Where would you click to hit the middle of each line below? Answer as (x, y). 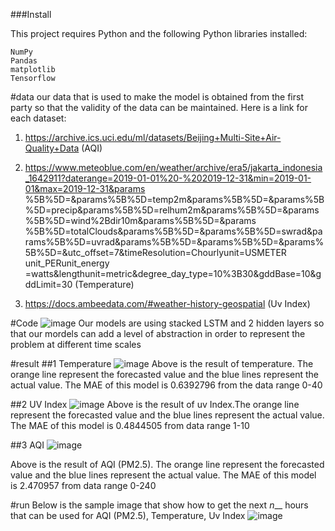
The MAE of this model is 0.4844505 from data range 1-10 (130, 425)
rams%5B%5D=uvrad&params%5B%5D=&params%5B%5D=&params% (174, 242)
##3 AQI (27, 445)
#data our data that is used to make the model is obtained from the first (157, 97)
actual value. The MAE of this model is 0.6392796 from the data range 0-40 (166, 385)
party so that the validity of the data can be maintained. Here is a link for (159, 107)
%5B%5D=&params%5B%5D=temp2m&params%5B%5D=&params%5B (174, 199)
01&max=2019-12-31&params (85, 188)
